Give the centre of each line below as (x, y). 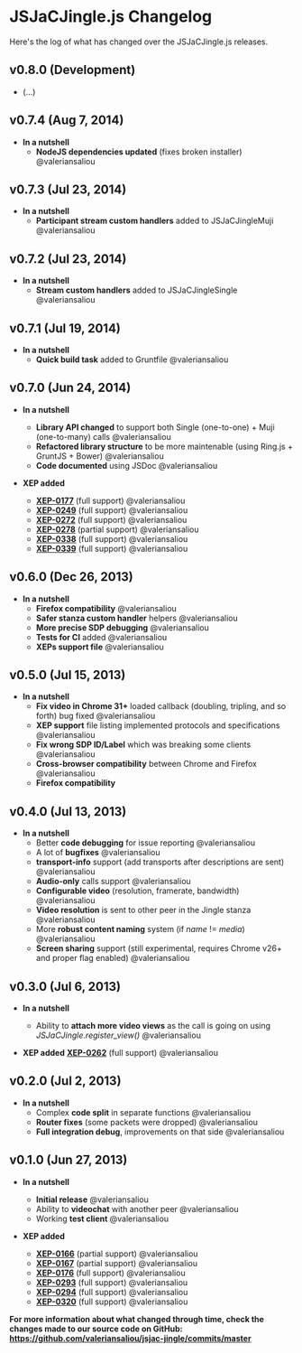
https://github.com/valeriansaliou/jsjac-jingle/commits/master (130, 1338)
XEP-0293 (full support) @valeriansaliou (112, 1282)
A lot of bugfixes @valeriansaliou (98, 853)
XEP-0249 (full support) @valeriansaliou (112, 510)
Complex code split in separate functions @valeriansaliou (143, 1112)
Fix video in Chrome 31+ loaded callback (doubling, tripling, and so (161, 706)
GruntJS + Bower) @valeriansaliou (100, 456)
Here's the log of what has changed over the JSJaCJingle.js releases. (139, 42)
